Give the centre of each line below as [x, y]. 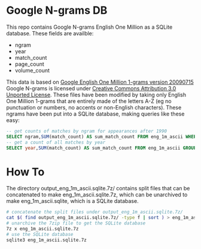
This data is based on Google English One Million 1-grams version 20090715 [100, 82]
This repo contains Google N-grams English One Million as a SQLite [89, 27]
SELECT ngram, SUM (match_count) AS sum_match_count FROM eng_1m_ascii [95, 136]
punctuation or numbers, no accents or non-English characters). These [94, 107]
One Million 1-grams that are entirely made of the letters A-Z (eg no [89, 101]
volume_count [32, 70]
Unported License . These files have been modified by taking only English [96, 95]
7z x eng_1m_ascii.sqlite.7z [42, 229]
